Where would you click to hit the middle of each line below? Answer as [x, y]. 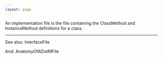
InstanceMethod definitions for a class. [44, 28]
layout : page [18, 9]
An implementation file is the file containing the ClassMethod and [70, 23]
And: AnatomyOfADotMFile [32, 51]
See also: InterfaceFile [27, 42]
